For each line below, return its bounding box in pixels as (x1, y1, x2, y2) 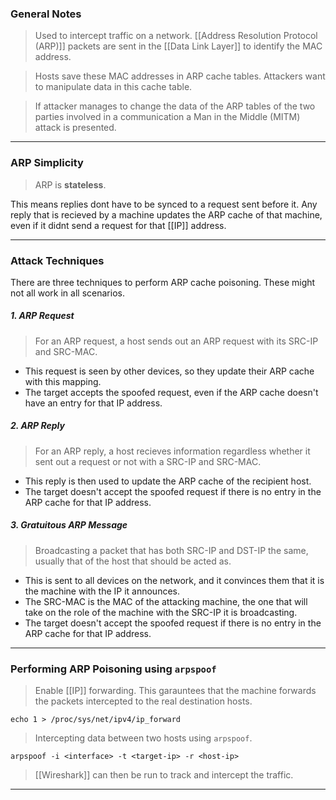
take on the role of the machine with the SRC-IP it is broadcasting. (24, 606, 298, 618)
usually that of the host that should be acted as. (34, 555, 232, 567)
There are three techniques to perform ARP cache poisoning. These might (10, 276, 316, 288)
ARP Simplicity (10, 156, 84, 170)
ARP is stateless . (34, 178, 107, 191)
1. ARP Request (10, 310, 75, 322)
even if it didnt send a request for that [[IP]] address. (10, 219, 227, 231)
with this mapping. (24, 375, 102, 387)
